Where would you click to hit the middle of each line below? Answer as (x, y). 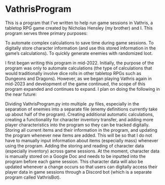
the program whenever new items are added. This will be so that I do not (79, 135)
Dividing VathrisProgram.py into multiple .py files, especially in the (72, 104)
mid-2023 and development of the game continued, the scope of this (75, 84)
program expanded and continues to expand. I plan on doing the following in (82, 89)
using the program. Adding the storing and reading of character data (75, 146)
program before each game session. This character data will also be (74, 161)
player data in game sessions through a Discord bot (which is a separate (78, 172)
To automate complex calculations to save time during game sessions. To (80, 42)
